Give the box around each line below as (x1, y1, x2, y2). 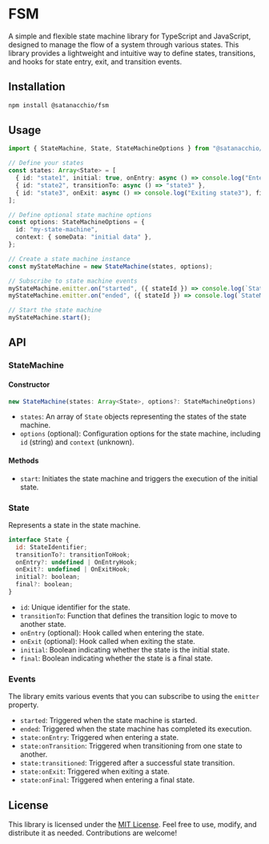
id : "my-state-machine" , (15, 226, 98, 234)
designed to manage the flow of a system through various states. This (8, 39, 239, 49)
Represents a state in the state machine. (8, 520, 141, 529)
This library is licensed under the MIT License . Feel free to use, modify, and (8, 820, 258, 830)
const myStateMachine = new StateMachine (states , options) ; (8, 262, 214, 271)
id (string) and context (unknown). (19, 437, 134, 447)
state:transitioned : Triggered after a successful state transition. (19, 758, 235, 768)
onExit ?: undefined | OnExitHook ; (15, 565, 130, 573)
